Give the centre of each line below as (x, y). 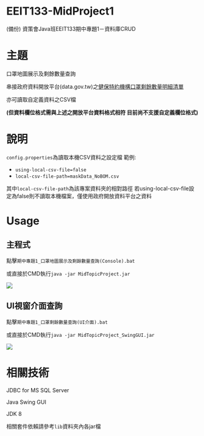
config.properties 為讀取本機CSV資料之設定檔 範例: (71, 157)
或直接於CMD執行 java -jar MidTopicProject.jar (68, 273)
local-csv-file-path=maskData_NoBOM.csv (67, 176)
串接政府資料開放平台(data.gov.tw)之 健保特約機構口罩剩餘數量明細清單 (95, 86)
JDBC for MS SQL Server (38, 390)
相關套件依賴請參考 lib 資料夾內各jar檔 (54, 426)
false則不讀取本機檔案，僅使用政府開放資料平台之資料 (84, 196)
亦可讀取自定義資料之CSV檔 (41, 99)
